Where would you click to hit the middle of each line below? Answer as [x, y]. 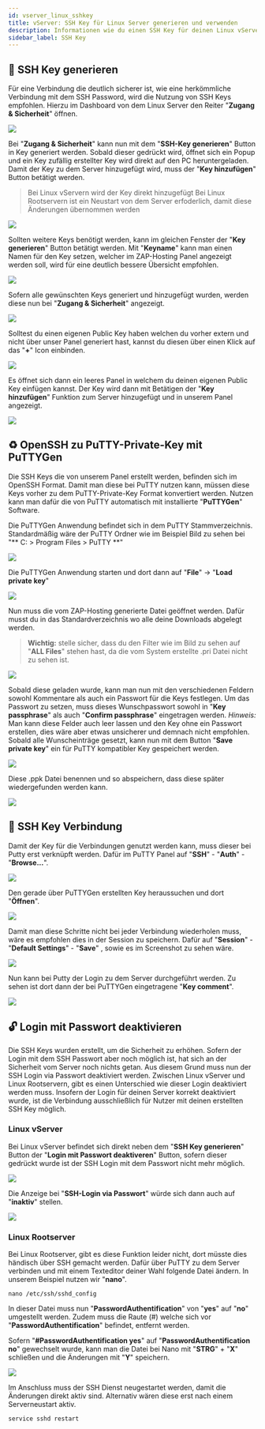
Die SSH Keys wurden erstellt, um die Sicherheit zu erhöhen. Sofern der [125, 1050]
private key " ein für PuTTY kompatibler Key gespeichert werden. [114, 748]
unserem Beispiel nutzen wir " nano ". [68, 1280]
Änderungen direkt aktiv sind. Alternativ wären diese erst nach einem [121, 1396]
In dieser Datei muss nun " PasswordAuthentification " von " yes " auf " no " [129, 1309]
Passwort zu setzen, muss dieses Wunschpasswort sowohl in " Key [117, 706]
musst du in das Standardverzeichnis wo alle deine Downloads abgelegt [125, 619]
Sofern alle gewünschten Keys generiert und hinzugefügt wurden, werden [129, 295]
